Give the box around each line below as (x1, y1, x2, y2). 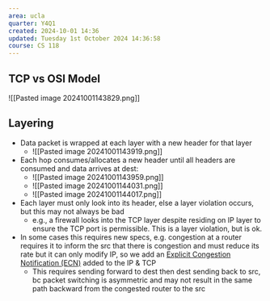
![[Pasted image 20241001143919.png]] (32, 146, 163, 156)
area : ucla (8, 11, 45, 20)
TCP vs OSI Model (8, 72, 101, 86)
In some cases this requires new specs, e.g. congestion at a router (19, 232, 243, 242)
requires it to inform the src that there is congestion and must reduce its (19, 240, 260, 250)
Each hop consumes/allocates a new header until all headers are (19, 155, 236, 165)
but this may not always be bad (19, 207, 125, 216)
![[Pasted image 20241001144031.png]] (32, 181, 163, 190)
